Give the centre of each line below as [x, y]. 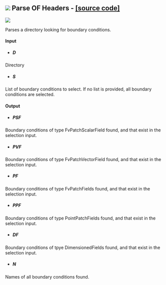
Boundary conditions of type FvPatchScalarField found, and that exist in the [83, 130]
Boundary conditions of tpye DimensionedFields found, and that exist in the [83, 247]
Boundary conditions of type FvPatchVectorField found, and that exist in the [83, 159]
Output [13, 106]
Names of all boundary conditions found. [47, 276]
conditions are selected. [30, 94]
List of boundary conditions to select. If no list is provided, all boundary [78, 89]
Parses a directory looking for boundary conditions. [58, 29]
